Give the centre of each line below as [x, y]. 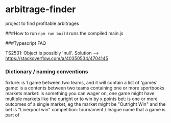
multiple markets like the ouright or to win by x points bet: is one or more [81, 99]
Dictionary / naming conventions [47, 71]
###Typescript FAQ [26, 43]
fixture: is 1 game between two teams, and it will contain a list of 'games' [81, 83]
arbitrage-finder [41, 9]
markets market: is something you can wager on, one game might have [80, 94]
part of [13, 115]
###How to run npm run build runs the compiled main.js [64, 33]
